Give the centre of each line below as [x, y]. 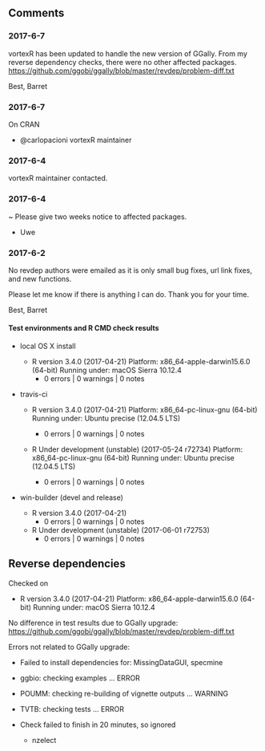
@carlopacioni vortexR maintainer [76, 140]
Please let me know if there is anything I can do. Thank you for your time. [129, 294]
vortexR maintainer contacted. [58, 178]
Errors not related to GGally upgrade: [69, 647]
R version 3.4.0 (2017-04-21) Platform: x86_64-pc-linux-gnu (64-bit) [145, 410]
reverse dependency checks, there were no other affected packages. [122, 62]
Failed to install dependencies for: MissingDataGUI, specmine [121, 662]
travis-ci [34, 394]
